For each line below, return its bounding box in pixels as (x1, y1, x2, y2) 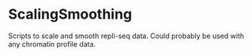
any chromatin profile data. (8, 39, 96, 48)
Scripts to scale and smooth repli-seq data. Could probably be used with (8, 31, 245, 40)
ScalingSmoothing (8, 5, 133, 23)
